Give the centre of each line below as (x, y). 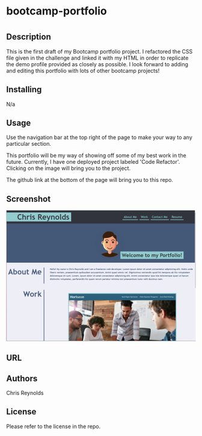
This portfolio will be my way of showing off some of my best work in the (96, 155)
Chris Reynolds (25, 393)
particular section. (29, 144)
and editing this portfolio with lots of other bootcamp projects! (83, 70)
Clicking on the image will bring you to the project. (69, 168)
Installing (24, 89)
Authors (22, 378)
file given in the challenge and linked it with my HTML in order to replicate (97, 58)
